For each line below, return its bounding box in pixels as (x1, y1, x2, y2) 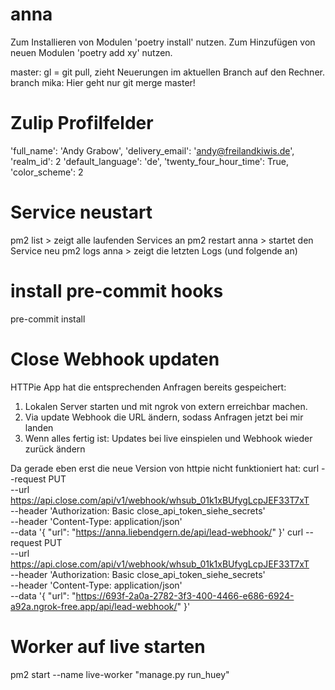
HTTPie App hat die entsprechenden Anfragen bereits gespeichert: (10, 381, 287, 393)
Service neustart (10, 201, 153, 224)
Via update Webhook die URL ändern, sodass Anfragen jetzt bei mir (24, 411, 304, 423)
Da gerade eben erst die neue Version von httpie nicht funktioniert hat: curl (10, 462, 320, 474)
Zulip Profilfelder (10, 112, 154, 135)
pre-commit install (10, 313, 86, 325)
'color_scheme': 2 (10, 166, 84, 178)
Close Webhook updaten (10, 348, 220, 370)
